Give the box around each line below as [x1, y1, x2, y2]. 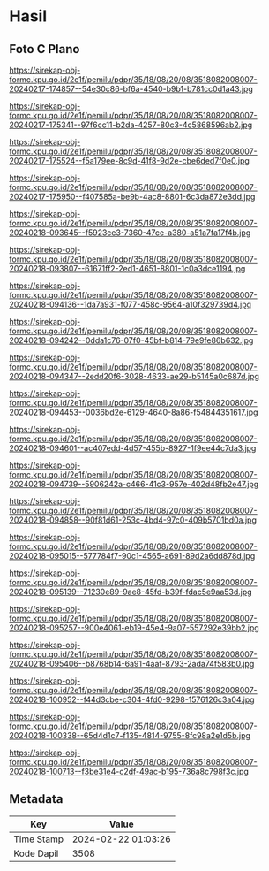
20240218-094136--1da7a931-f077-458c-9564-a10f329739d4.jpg [9, 299, 252, 309]
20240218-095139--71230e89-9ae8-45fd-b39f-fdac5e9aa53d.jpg [9, 586, 253, 597]
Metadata [9, 791, 64, 806]
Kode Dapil [13, 847, 59, 860]
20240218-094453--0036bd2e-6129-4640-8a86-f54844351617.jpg [9, 407, 258, 417]
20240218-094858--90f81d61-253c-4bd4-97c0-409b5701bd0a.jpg [9, 515, 258, 525]
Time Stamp [13, 833, 64, 845]
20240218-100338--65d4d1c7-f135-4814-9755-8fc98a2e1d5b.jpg [9, 730, 251, 740]
